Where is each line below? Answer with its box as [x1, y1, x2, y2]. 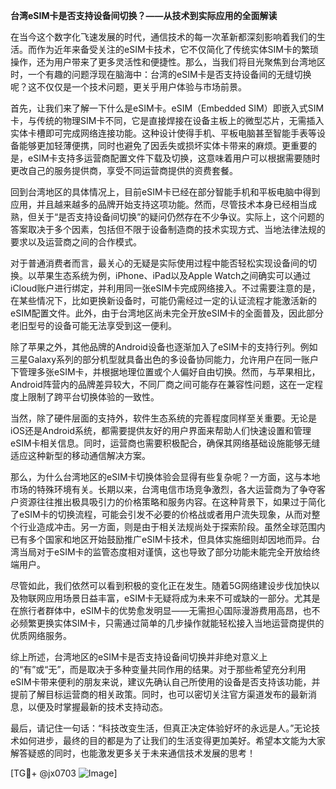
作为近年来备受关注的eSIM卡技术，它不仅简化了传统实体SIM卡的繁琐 [36, 44, 319, 55]
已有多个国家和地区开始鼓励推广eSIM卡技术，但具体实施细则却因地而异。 [10, 534, 312, 545]
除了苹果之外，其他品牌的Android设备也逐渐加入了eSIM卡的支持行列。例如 [10, 341, 318, 353]
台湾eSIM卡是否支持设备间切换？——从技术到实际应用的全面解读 [10, 10, 278, 21]
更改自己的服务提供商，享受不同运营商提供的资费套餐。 [10, 165, 238, 176]
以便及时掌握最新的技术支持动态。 [27, 701, 168, 713]
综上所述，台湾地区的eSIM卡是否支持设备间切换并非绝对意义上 [10, 651, 268, 663]
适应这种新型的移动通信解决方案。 [10, 450, 151, 461]
